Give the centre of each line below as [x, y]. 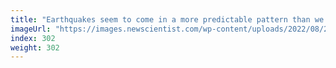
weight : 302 [35, 47]
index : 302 [33, 38]
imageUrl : [31, 29]
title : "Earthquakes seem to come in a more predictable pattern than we [167, 19]
